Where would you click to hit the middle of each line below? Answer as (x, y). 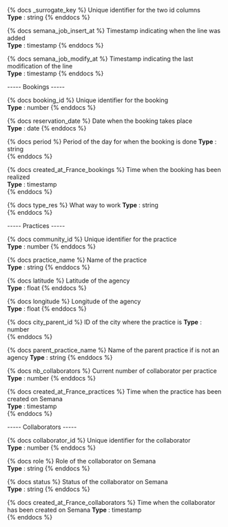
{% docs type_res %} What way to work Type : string (83, 205)
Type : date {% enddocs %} (47, 128)
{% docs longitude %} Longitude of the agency (74, 301)
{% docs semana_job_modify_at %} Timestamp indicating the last (100, 59)
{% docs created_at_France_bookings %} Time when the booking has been (114, 170)
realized (19, 177)
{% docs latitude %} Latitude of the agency (69, 280)
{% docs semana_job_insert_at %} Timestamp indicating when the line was (114, 31)
